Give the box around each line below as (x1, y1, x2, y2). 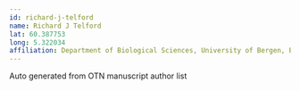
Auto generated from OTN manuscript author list (9, 70, 187, 81)
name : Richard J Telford (9, 21, 102, 30)
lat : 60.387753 (9, 29, 66, 38)
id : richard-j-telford (9, 12, 94, 22)
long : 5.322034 (9, 37, 66, 47)
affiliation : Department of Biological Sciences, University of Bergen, (9, 46, 286, 55)
